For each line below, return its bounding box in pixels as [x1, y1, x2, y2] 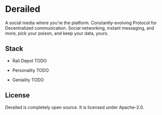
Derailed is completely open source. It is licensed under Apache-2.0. [5, 104, 144, 110]
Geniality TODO [12, 77, 44, 82]
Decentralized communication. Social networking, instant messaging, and [5, 25, 154, 31]
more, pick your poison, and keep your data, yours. [5, 30, 109, 36]
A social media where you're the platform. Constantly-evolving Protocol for [5, 20, 157, 26]
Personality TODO [12, 67, 49, 73]
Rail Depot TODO [12, 58, 47, 64]
